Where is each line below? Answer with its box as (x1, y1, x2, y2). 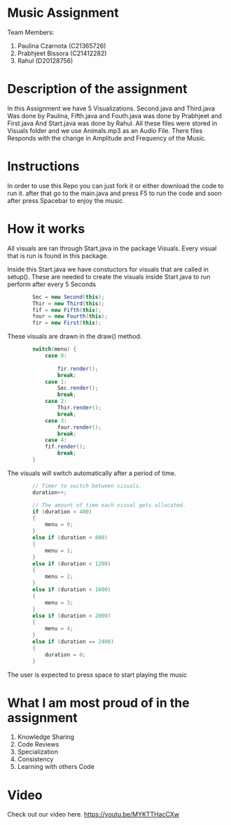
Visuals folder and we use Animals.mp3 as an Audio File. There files (7, 126, 203, 134)
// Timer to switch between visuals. (32, 482, 142, 489)
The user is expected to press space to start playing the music (7, 670, 188, 679)
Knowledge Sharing (17, 733, 75, 741)
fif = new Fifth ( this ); (32, 306, 101, 313)
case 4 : (44, 437, 68, 444)
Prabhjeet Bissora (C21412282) (17, 49, 107, 57)
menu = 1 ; (44, 547, 73, 554)
